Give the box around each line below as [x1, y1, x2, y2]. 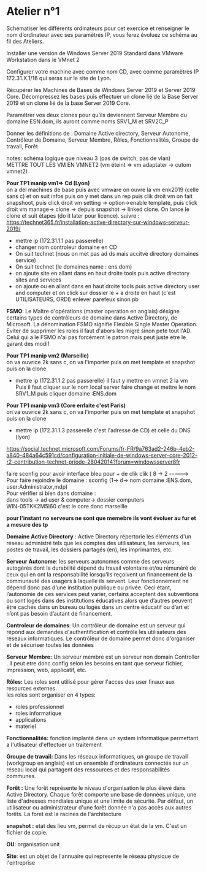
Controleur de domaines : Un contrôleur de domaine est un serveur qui [6, 621, 186, 629]
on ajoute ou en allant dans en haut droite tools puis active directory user [15, 282, 200, 289]
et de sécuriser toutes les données [6, 641, 94, 648]
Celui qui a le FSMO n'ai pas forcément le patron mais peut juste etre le [6, 333, 186, 341]
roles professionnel [15, 703, 64, 710]
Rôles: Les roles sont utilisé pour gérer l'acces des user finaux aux [6, 678, 175, 685]
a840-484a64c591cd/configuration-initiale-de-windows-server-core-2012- [6, 451, 198, 459]
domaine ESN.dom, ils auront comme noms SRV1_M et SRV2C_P [6, 118, 169, 125]
